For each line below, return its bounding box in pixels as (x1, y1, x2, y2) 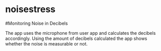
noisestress (5, 4, 56, 15)
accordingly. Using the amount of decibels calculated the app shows (5, 35, 147, 41)
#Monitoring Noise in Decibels (5, 20, 68, 26)
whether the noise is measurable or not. (5, 40, 88, 46)
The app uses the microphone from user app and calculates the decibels (5, 30, 156, 36)
